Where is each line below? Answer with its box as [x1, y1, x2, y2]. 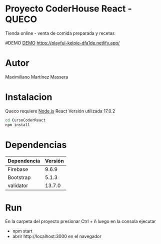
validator [7, 182, 28, 189]
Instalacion [5, 91, 52, 103]
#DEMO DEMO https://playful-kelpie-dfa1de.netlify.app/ [5, 39, 120, 45]
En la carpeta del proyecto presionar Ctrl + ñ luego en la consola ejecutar [5, 218, 156, 224]
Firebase [7, 165, 28, 172]
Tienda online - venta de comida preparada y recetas [5, 30, 115, 36]
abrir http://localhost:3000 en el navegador [12, 233, 101, 239]
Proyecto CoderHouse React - [5, 3, 132, 14]
